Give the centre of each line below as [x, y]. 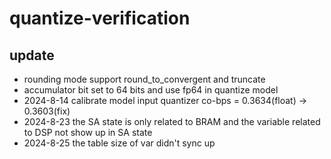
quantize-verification [100, 18]
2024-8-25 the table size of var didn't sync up [119, 143]
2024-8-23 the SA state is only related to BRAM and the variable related [172, 121]
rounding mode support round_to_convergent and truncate [144, 79]
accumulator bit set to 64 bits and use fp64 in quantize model [151, 90]
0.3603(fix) [47, 111]
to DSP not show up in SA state [88, 132]
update [32, 55]
